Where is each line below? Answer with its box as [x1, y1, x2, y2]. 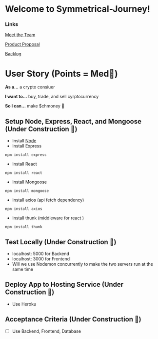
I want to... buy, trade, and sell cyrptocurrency [5, 94, 99, 100]
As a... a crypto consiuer [5, 84, 55, 90]
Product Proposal [5, 42, 40, 47]
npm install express [5, 152, 47, 157]
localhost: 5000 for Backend [12, 251, 70, 257]
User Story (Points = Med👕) [5, 68, 118, 79]
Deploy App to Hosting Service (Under [5, 280, 124, 289]
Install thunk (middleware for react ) [12, 215, 84, 221]
